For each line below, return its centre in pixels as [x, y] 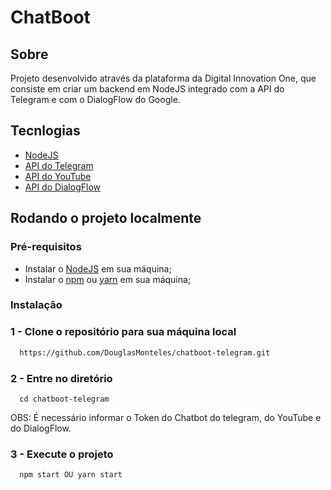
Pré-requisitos [46, 247]
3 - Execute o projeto [62, 454]
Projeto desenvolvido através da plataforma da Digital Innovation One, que [163, 78]
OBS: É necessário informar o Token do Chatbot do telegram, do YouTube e [166, 417]
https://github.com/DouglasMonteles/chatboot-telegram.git [145, 352]
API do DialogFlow [62, 187]
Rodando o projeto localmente [106, 218]
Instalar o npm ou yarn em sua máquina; [108, 279]
